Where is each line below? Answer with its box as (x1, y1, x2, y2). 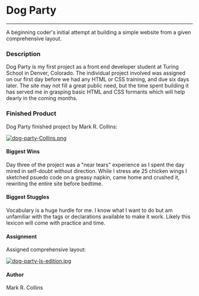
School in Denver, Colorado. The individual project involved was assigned (6, 69, 185, 77)
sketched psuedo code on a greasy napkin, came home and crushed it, (6, 173, 180, 181)
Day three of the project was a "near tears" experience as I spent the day (6, 161, 185, 168)
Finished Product (6, 110, 56, 118)
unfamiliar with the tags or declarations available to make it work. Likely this (6, 213, 191, 220)
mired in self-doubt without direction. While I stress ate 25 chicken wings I (6, 167, 188, 175)
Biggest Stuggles (6, 194, 50, 201)
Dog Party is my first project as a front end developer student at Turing (6, 63, 179, 70)
